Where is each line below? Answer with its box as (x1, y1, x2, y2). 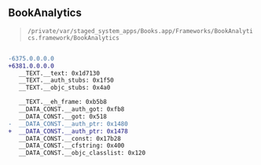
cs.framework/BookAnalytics (27, 34, 119, 42)
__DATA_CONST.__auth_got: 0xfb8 (18, 105, 125, 113)
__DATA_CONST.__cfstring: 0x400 (18, 141, 125, 150)
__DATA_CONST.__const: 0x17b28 (18, 134, 122, 142)
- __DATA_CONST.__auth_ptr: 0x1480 (8, 119, 128, 128)
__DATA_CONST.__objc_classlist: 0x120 (18, 149, 146, 157)
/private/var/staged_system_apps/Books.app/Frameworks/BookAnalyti (27, 27, 253, 35)
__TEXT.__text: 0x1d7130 (18, 69, 101, 77)
